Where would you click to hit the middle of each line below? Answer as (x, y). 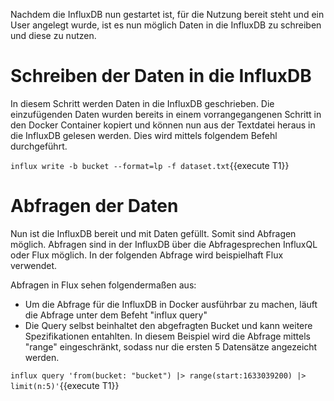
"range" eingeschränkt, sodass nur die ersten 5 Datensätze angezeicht (171, 346)
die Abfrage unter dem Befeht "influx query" (116, 315)
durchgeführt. (39, 146)
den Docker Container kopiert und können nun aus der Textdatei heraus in (163, 125)
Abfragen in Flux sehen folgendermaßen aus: (103, 285)
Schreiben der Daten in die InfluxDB (161, 76)
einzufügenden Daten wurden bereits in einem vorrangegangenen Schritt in (166, 114)
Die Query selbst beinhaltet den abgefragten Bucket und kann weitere (168, 325)
